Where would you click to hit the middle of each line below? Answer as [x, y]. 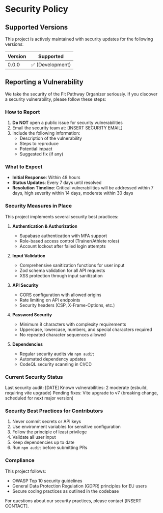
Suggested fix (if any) [41, 154]
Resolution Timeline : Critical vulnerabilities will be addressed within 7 [83, 188]
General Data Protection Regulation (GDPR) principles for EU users [80, 486]
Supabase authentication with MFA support [63, 236]
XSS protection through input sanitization [61, 275]
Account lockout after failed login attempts [63, 246]
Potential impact [36, 149]
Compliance [20, 460]
